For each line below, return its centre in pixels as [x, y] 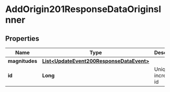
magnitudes [23, 61]
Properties [22, 38]
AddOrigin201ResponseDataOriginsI [83, 9]
